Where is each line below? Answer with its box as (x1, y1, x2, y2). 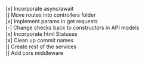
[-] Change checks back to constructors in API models (5, 24, 140, 31)
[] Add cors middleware (5, 49, 64, 56)
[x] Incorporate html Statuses (5, 30, 78, 38)
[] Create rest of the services (5, 43, 77, 50)
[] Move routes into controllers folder (5, 11, 96, 18)
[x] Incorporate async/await (5, 5, 74, 12)
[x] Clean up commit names (5, 37, 74, 44)
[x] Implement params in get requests (5, 18, 98, 24)
